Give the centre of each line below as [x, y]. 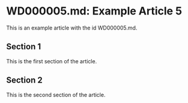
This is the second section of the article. [56, 95]
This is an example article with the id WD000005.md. [72, 28]
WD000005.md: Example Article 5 [94, 11]
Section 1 [23, 47]
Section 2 [25, 80]
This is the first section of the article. [52, 61]
